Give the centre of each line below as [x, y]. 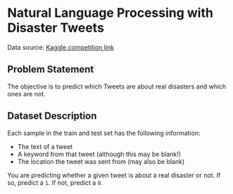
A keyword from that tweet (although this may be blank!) [99, 154]
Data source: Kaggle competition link [61, 47]
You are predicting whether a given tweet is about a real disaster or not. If [114, 175]
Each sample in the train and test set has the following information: [104, 133]
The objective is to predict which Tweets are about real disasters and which [117, 86]
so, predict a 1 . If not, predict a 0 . [55, 182]
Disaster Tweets [56, 28]
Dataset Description [52, 116]
